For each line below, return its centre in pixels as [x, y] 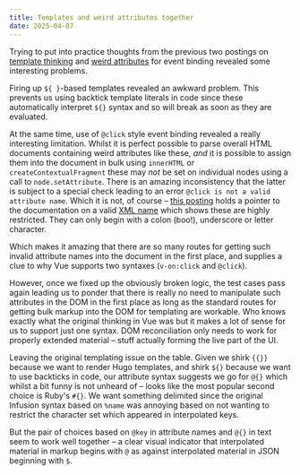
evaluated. [29, 117]
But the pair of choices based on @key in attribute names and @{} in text [141, 432]
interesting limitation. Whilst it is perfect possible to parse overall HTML [141, 143]
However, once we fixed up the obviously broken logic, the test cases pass [147, 282]
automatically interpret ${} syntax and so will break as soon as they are [141, 107]
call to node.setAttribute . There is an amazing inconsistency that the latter [148, 181]
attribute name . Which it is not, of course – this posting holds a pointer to [145, 200]
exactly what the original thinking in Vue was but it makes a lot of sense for [148, 321]
